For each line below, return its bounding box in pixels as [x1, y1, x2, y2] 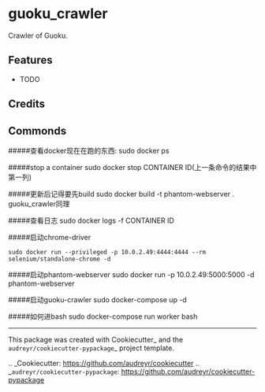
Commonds [8, 124, 67, 138]
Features [8, 54, 53, 67]
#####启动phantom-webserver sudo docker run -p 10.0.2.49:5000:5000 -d [8, 269, 255, 279]
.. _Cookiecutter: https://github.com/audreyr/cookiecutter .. [8, 358, 200, 368]
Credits [8, 98, 46, 111]
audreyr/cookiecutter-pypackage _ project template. [8, 343, 175, 353]
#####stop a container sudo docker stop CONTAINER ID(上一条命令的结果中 [8, 162, 257, 172]
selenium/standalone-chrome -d [8, 255, 111, 263]
